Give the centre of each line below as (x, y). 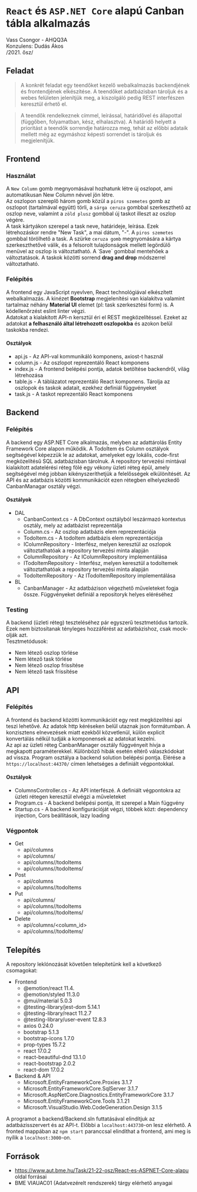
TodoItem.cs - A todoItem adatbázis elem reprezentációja (93, 538)
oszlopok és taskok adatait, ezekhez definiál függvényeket (86, 387)
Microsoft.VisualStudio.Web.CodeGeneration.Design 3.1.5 (93, 1108)
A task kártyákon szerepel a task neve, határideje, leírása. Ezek (82, 226)
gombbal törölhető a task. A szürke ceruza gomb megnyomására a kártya (94, 239)
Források (23, 1156)
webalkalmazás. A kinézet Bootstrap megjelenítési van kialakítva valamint (96, 298)
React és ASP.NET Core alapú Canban (95, 11)
